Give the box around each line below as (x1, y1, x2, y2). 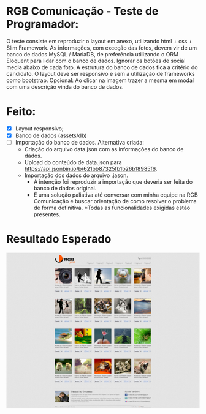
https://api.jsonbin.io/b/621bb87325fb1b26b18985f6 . (24, 165, 158, 173)
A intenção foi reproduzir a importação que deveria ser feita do (33, 178, 193, 186)
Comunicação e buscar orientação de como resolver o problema (33, 198, 197, 205)
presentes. (33, 211, 61, 218)
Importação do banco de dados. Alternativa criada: (15, 139, 144, 146)
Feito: (6, 105, 36, 119)
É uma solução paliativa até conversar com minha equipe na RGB (33, 191, 198, 198)
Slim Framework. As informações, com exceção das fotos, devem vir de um (6, 44, 197, 51)
